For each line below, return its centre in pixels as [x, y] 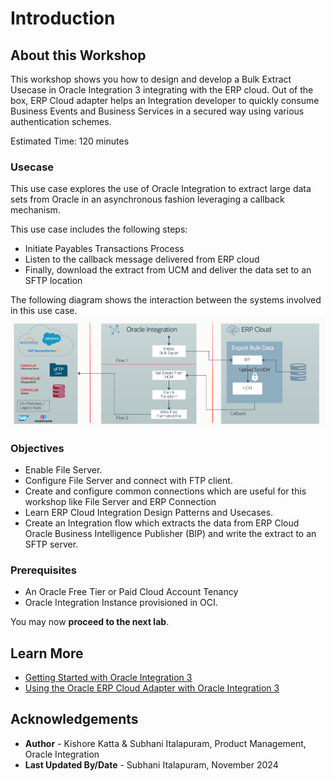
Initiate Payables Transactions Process [104, 249]
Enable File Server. [63, 469]
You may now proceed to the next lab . [90, 622]
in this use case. [44, 311]
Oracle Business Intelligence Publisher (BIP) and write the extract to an [170, 533]
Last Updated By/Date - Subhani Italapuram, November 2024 [151, 764]
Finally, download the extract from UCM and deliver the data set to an [168, 270]
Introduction [63, 18]
